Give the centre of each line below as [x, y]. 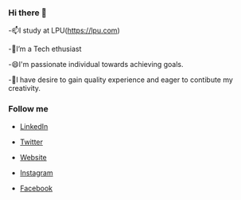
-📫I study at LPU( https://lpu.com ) [64, 30]
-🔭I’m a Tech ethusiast [45, 49]
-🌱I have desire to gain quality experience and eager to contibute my [120, 80]
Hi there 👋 [28, 13]
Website [33, 157]
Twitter [31, 142]
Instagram [36, 173]
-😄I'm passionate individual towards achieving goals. [96, 65]
